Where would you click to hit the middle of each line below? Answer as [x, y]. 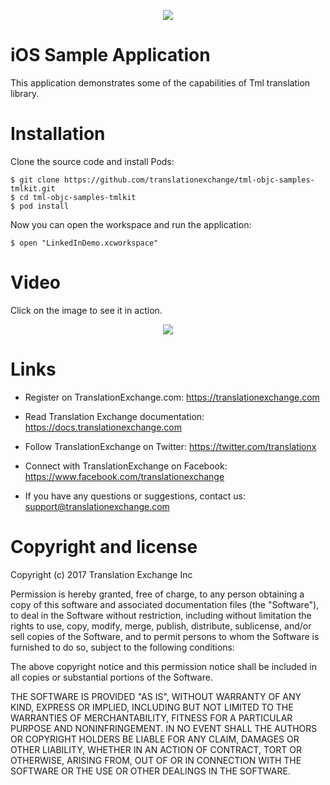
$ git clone [35, 180]
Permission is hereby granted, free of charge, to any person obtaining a [157, 594]
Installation [58, 134]
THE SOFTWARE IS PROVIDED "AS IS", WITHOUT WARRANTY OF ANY [156, 696]
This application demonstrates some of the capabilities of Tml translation [160, 82]
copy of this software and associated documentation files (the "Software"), [165, 604]
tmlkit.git [33, 188]
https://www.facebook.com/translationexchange [124, 476]
